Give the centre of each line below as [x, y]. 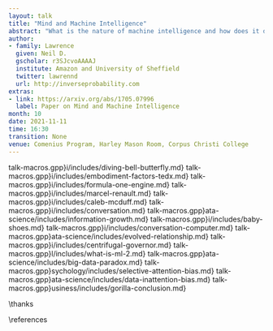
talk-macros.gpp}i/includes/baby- [206, 219]
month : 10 [25, 114]
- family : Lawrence [41, 46]
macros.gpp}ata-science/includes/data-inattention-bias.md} [110, 279]
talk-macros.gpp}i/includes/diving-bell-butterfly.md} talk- [105, 167]
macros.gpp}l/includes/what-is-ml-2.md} [77, 253]
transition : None [38, 136]
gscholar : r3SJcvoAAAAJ [56, 62]
